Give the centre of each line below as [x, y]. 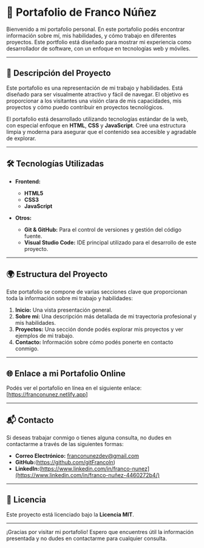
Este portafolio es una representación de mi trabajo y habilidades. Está [95, 88]
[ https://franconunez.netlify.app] [47, 395]
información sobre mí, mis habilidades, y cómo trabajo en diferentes [91, 35]
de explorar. [21, 138]
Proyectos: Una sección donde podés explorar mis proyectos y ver [99, 329]
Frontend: [28, 181]
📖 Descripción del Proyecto [59, 73]
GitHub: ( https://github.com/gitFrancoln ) [65, 462]
